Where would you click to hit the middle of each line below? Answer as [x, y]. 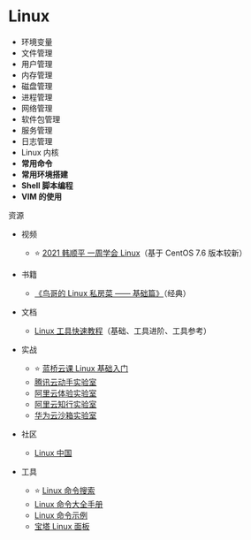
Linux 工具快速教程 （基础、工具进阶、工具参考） [123, 331]
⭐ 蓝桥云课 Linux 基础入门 [81, 368]
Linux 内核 [40, 152]
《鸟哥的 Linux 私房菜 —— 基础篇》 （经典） [112, 293]
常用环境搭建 [44, 174]
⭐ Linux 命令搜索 [65, 490]
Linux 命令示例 [61, 515]
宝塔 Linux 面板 [62, 526]
